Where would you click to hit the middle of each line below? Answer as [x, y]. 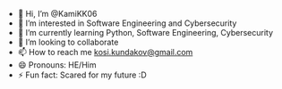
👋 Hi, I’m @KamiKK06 [57, 14]
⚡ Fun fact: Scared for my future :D [82, 75]
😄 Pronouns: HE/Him [57, 65]
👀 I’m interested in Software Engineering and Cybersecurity [127, 23]
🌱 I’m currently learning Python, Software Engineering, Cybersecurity [145, 32]
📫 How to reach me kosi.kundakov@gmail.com [105, 52]
